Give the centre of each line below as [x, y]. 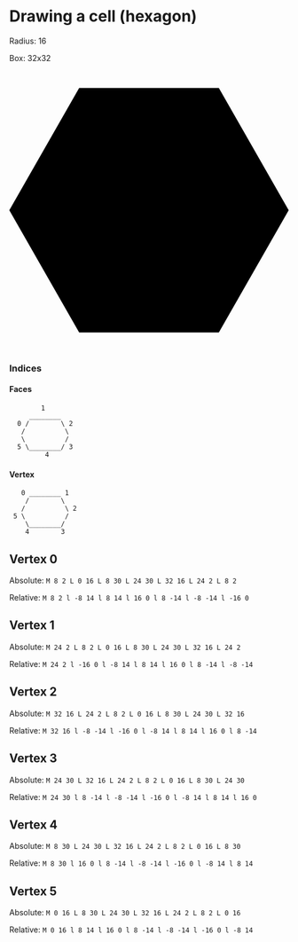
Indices [26, 368]
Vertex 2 [33, 692]
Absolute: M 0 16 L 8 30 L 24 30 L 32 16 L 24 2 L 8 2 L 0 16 [125, 913]
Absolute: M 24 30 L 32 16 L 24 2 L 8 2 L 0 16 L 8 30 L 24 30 [127, 780]
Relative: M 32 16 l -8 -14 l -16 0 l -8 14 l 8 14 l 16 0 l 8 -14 [133, 730]
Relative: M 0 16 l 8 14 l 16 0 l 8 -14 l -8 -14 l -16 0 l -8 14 [131, 930]
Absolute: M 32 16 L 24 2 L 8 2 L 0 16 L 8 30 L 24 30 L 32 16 [127, 713]
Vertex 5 [33, 891]
